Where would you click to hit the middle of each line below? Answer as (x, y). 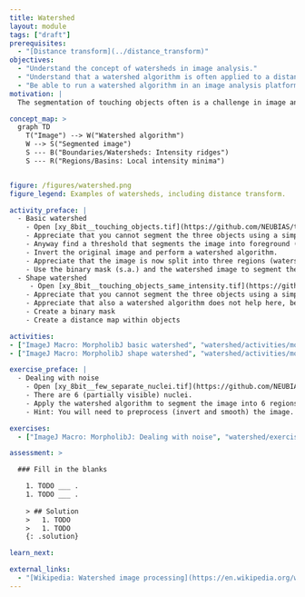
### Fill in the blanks (62, 470)
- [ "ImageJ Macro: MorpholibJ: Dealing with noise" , (119, 437)
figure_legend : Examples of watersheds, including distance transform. (148, 194)
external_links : (40, 570)
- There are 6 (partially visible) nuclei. (109, 395)
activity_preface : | (49, 210)
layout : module (38, 26)
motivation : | (36, 94)
